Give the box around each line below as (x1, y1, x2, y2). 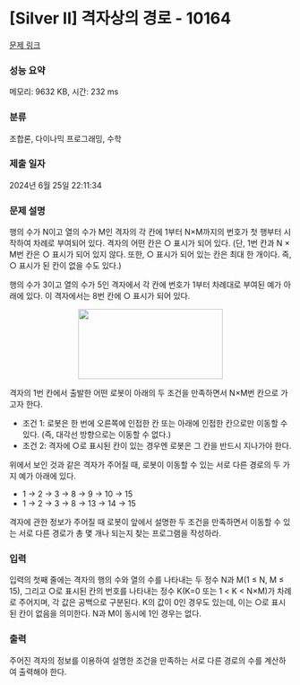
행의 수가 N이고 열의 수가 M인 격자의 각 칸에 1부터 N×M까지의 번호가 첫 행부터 (9, 226, 282, 238)
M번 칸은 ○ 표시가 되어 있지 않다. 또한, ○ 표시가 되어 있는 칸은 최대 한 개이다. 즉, (9, 249, 292, 260)
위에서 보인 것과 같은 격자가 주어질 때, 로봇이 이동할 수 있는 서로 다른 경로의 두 (9, 460, 281, 470)
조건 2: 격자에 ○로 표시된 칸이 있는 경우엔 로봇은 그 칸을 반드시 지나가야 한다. (21, 441, 292, 452)
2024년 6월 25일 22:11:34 (9, 180, 102, 190)
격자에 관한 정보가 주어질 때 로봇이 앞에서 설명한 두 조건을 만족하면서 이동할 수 (9, 517, 282, 528)
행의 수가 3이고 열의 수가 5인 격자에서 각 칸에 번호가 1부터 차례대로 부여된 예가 (9, 279, 282, 290)
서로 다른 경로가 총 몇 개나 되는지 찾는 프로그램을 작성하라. (18, 528, 222, 539)
